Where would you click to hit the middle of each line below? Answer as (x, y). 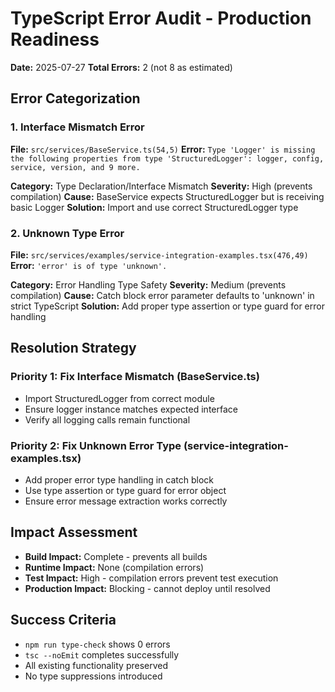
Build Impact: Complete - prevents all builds (116, 556)
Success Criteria (63, 620)
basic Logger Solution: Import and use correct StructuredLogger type (154, 207)
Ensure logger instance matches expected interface (131, 409)
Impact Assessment (74, 532)
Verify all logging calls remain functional (107, 419)
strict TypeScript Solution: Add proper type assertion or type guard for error (167, 306)
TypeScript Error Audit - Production (161, 18)
